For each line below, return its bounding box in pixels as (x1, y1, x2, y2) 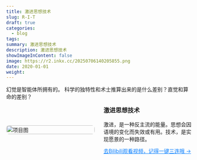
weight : (6, 69, 25, 75)
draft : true (6, 19, 35, 25)
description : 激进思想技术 (6, 47, 67, 53)
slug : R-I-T (6, 14, 35, 20)
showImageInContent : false (6, 53, 73, 58)
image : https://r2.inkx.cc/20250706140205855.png (6, 58, 131, 64)
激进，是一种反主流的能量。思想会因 (103, 120, 192, 128)
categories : (6, 25, 35, 31)
